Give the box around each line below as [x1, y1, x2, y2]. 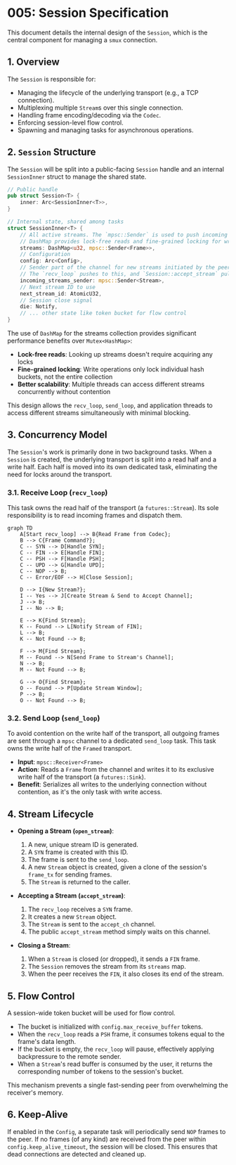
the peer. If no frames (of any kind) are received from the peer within [7, 1135, 206, 1143]
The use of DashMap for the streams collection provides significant [7, 329, 197, 338]
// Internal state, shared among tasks [7, 218, 124, 226]
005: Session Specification [7, 5, 169, 21]
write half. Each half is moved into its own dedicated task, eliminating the [7, 462, 218, 471]
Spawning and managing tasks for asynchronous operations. [17, 125, 194, 134]
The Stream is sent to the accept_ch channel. [27, 920, 156, 929]
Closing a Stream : [17, 941, 71, 950]
